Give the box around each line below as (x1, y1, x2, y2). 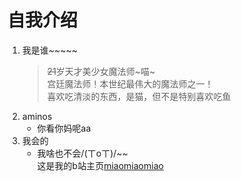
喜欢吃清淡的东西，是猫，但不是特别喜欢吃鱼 (46, 90, 232, 102)
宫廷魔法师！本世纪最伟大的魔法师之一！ (46, 77, 214, 90)
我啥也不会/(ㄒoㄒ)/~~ (36, 147, 129, 159)
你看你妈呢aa (36, 122, 92, 134)
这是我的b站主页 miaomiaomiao (36, 159, 164, 171)
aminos (21, 110, 53, 122)
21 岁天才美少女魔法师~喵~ (46, 65, 156, 77)
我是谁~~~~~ (21, 44, 79, 56)
